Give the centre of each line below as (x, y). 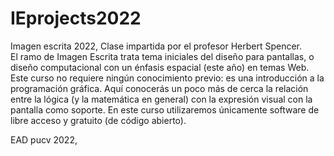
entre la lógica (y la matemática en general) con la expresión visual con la (161, 99)
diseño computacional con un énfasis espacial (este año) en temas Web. (160, 67)
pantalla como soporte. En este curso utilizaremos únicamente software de (165, 109)
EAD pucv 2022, (44, 139)
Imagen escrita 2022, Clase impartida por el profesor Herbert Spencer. (156, 46)
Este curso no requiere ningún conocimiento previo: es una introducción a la (167, 78)
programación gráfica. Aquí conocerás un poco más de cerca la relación (159, 88)
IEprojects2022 (76, 18)
